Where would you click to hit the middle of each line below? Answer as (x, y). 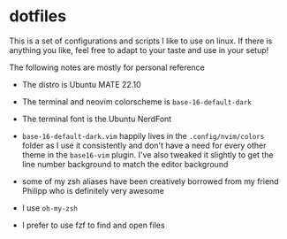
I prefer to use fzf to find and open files (93, 225)
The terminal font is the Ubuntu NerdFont (97, 119)
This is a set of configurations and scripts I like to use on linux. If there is (141, 41)
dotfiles (38, 16)
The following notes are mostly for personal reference (107, 67)
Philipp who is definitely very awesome (93, 190)
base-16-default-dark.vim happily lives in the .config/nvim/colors (143, 135)
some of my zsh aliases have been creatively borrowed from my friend (151, 181)
